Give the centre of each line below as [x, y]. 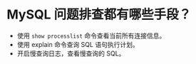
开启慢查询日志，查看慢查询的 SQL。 [71, 53]
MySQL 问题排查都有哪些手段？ [99, 15]
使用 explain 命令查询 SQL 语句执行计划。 [78, 44]
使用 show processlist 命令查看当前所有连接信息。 [91, 36]
